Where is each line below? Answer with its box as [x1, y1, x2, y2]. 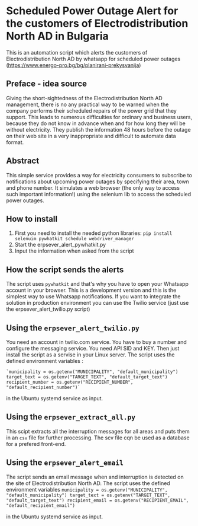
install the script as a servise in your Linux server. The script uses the [6, 351, 175, 358]
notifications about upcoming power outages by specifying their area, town [6, 178, 189, 185]
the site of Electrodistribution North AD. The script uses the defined [6, 479, 170, 487]
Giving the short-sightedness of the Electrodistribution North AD [6, 94, 163, 101]
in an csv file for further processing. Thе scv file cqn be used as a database [6, 434, 190, 441]
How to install [6, 213, 58, 224]
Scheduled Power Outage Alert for [6, 4, 178, 18]
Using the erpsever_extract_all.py [6, 412, 136, 422]
